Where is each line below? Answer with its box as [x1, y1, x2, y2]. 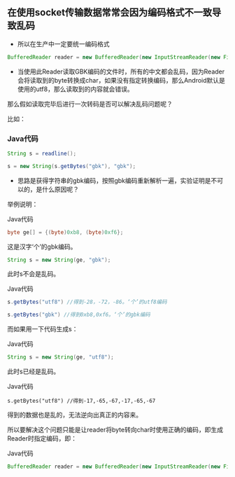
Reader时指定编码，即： [7, 434, 77, 443]
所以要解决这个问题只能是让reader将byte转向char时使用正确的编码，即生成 [7, 426, 224, 434]
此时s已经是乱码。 [7, 367, 60, 376]
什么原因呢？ [41, 185, 79, 193]
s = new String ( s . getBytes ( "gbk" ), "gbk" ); [7, 163, 136, 170]
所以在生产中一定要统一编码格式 [17, 39, 110, 48]
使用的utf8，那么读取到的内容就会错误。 [17, 85, 134, 93]
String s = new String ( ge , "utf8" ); [7, 354, 114, 361]
